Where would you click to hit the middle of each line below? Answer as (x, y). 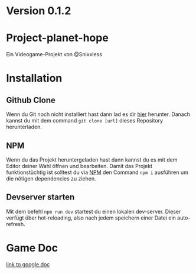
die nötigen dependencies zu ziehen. (51, 178)
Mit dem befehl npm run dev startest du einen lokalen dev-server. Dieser (94, 211)
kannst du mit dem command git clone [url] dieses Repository (85, 121)
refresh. (16, 224)
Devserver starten (40, 197)
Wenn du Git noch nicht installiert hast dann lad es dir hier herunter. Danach (98, 114)
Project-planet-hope (58, 38)
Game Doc (32, 248)
